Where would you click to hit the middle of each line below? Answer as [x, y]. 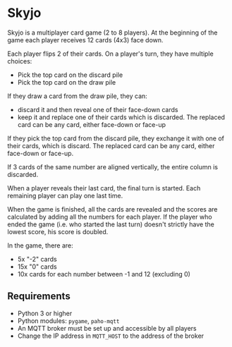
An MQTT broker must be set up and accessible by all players [107, 328]
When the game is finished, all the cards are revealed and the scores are [112, 209]
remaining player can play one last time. [65, 195]
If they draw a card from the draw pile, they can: [78, 96]
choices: [20, 61]
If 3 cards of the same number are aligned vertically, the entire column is [113, 166]
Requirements [39, 297]
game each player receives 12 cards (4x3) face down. [85, 39]
